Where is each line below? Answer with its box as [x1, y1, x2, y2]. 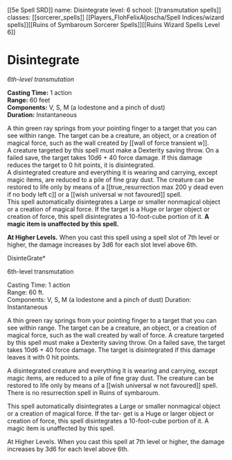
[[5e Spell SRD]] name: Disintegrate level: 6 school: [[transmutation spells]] [7, 6, 222, 14]
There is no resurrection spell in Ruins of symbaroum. [7, 388, 161, 397]
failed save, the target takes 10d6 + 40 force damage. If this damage [7, 153, 203, 161]
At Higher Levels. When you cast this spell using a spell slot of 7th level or [7, 233, 220, 241]
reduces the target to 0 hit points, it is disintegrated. [7, 161, 155, 169]
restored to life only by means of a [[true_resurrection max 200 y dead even [7, 183, 224, 191]
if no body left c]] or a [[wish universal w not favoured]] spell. [7, 190, 182, 198]
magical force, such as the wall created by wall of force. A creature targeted [7, 330, 224, 339]
